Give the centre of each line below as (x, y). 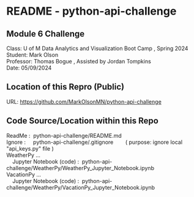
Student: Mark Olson (32, 55)
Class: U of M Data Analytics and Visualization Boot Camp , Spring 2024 (97, 48)
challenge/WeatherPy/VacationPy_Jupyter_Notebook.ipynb (80, 187)
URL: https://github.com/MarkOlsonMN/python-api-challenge (84, 101)
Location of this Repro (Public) (65, 87)
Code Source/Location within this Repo (83, 121)
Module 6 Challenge (46, 34)
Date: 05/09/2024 (29, 68)
